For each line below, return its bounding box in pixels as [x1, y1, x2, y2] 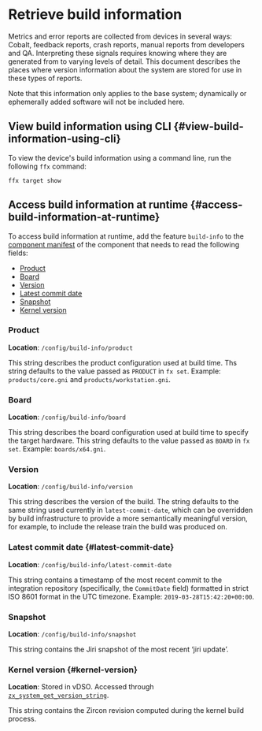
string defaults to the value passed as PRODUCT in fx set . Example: [8, 366, 222, 376]
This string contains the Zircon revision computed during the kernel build [8, 706, 245, 715]
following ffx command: [8, 161, 87, 171]
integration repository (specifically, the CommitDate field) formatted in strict [8, 583, 249, 592]
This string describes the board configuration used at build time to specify [8, 428, 249, 437]
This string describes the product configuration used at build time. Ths [8, 358, 238, 367]
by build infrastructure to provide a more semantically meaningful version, [8, 514, 248, 523]
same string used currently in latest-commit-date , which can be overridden [8, 506, 253, 515]
